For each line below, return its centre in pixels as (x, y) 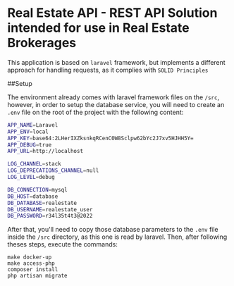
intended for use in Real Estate (99, 28)
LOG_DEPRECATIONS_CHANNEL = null (53, 170)
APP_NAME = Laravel (33, 125)
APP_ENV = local (28, 132)
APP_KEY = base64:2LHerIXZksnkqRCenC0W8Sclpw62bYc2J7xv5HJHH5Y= (100, 138)
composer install (33, 270)
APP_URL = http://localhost (45, 151)
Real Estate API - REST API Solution (112, 13)
